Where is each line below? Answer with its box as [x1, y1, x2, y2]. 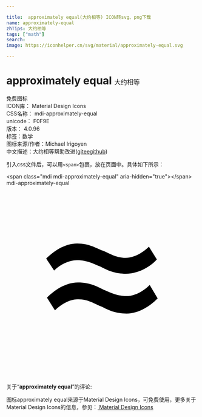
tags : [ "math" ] [6, 31, 45, 37]
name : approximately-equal [6, 19, 75, 26]
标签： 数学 [6, 132, 33, 140]
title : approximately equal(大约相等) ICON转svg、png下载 [6, 14, 152, 20]
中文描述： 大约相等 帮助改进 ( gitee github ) [6, 147, 108, 155]
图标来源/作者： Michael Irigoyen [6, 140, 87, 147]
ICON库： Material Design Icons [6, 102, 86, 109]
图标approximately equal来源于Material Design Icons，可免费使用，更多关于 [6, 396, 197, 403]
